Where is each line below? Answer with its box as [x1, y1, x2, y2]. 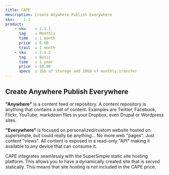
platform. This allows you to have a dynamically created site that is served [5, 158, 160, 164]
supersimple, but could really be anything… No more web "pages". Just [5, 132, 155, 138]
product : [5, 21, 24, 27]
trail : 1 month [18, 45, 56, 50]
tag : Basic [18, 54, 51, 60]
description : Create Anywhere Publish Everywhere [5, 12, 113, 17]
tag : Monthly [18, 31, 56, 36]
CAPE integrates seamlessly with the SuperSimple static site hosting [5, 153, 148, 159]
